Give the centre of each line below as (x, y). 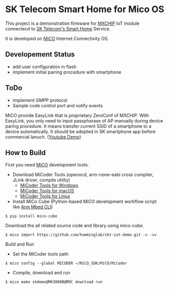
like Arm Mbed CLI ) (33, 207)
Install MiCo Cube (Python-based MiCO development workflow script (84, 201)
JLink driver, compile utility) (41, 180)
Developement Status (40, 54)
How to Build (26, 153)
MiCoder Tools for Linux (45, 196)
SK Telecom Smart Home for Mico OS (85, 9)
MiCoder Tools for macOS (47, 191)
